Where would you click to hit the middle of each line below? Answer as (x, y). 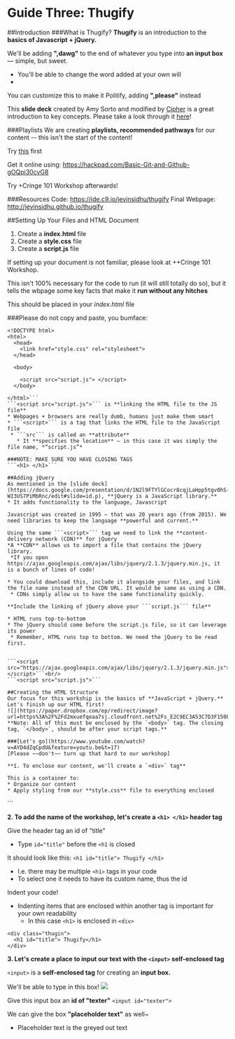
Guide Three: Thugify (71, 13)
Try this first (24, 151)
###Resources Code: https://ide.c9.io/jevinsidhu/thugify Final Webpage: (112, 199)
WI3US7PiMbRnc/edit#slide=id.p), (56, 496)
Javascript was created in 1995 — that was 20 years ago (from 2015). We (117, 514)
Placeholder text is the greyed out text (72, 1027)
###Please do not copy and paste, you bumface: (78, 317)
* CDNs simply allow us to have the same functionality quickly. (107, 594)
